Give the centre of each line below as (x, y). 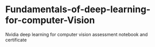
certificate (16, 40)
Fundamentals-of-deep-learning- (78, 9)
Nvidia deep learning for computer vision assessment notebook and (76, 34)
